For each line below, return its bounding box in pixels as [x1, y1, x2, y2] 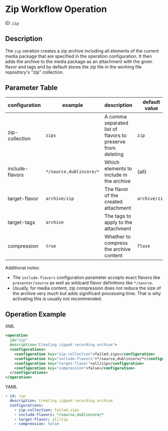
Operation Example [5, 310, 66, 318]
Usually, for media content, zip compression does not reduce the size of [12, 285, 161, 291]
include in [104, 171, 127, 178]
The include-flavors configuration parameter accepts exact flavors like [12, 274, 160, 280]
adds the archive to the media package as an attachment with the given [5, 58, 152, 64]
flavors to [104, 131, 126, 138]
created [104, 198, 123, 205]
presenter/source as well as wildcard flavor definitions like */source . [12, 279, 153, 285]
